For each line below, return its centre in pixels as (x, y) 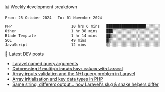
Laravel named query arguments (45, 64)
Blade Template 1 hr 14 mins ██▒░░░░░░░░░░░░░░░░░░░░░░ (83, 36)
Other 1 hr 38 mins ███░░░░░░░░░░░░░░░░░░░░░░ (83, 31)
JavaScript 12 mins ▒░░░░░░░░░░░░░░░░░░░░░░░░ (83, 45)
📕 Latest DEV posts (25, 54)
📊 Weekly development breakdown (41, 7)
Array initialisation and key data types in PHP (57, 79)
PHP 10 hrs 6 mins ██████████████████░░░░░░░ (83, 26)
